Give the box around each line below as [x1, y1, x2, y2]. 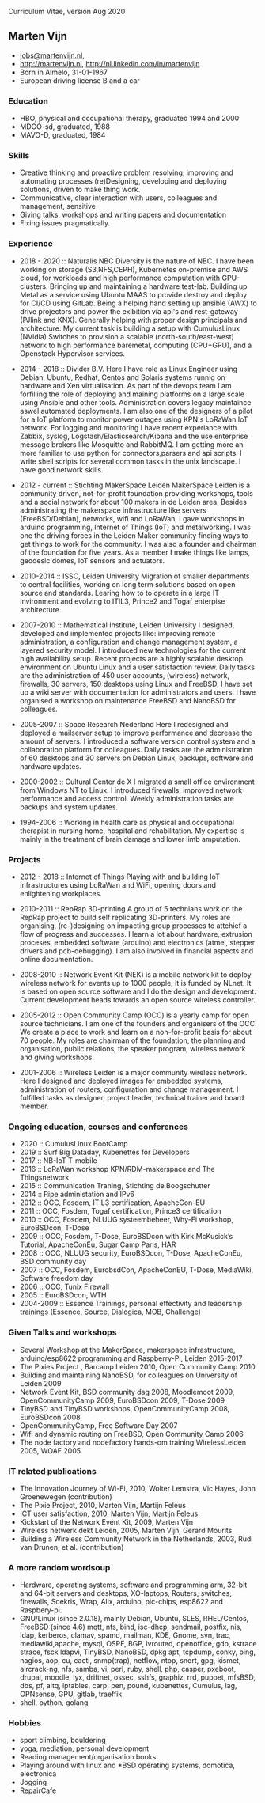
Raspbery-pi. [19, 1605, 62, 1615]
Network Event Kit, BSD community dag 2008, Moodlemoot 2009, [19, 1387, 235, 1396]
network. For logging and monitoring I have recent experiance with [19, 422, 237, 432]
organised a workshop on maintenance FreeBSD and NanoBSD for [19, 695, 236, 705]
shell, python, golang [19, 1698, 89, 1707]
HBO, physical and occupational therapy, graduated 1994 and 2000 [19, 114, 240, 123]
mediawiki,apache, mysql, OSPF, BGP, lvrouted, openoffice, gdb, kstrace [19, 1639, 257, 1649]
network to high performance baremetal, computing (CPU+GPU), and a [19, 340, 252, 350]
